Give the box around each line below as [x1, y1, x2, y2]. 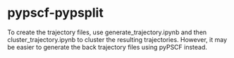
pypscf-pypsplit [7, 5, 104, 21]
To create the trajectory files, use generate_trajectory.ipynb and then [7, 28, 207, 36]
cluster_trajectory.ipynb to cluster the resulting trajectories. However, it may [7, 35, 228, 43]
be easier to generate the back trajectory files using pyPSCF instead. [7, 43, 208, 51]
